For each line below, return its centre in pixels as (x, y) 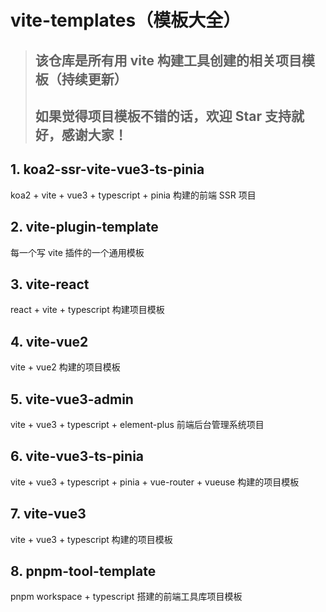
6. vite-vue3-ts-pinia (77, 456)
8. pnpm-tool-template (83, 571)
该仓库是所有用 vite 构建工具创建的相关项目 (168, 60)
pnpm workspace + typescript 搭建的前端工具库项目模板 (126, 597)
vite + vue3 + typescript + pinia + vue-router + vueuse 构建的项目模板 (155, 482)
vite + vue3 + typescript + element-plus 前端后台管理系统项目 (137, 425)
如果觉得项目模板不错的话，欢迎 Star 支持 (163, 116)
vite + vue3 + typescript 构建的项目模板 (91, 539)
